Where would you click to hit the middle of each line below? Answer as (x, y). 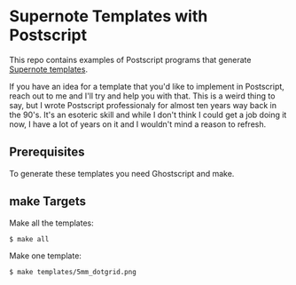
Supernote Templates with (109, 16)
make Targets (48, 202)
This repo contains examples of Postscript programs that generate (130, 59)
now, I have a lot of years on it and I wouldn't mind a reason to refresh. (138, 124)
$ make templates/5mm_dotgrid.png (73, 272)
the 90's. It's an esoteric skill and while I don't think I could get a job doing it (148, 115)
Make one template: (46, 256)
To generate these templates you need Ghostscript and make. (122, 173)
